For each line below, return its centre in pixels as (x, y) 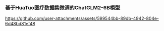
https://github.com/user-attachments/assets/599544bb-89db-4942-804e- (82, 18)
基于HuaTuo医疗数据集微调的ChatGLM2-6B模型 (63, 7)
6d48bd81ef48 (20, 24)
